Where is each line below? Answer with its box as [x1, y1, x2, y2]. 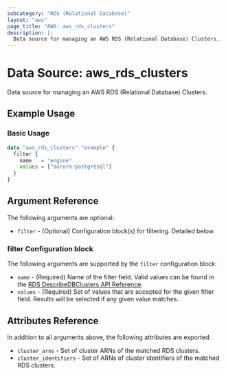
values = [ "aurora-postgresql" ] [19, 163, 112, 171]
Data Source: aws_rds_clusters [7, 65, 188, 81]
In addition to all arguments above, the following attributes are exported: [7, 333, 212, 341]
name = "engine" [19, 157, 72, 164]
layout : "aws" [7, 17, 48, 23]
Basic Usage [7, 129, 50, 138]
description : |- [7, 29, 54, 36]
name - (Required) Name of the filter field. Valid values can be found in [16, 273, 214, 281]
